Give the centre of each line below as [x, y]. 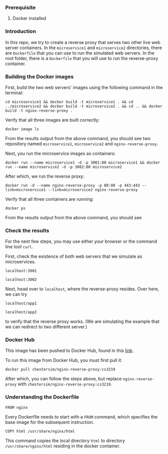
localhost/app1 [21, 304]
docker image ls [22, 129]
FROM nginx [17, 407]
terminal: [14, 93]
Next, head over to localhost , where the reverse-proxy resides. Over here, [82, 289]
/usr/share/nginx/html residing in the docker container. [63, 446]
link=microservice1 [26, 190]
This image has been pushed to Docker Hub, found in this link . [69, 351]
